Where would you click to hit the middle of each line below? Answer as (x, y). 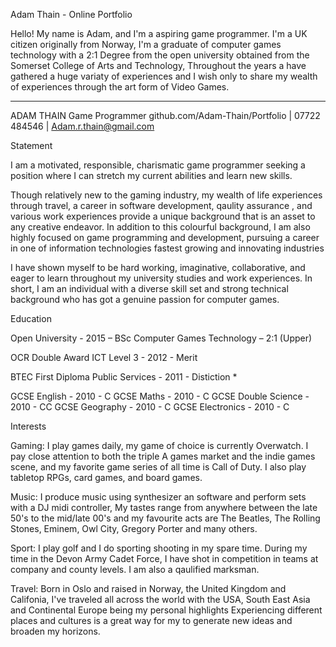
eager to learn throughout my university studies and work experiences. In (161, 278)
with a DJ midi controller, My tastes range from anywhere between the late (164, 507)
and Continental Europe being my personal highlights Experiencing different (166, 610)
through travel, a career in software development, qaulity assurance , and (161, 205)
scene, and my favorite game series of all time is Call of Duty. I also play (158, 467)
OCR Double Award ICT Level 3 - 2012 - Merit (104, 357)
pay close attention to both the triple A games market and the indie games (163, 456)
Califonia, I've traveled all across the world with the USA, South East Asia (160, 599)
